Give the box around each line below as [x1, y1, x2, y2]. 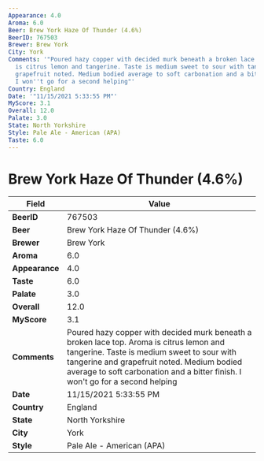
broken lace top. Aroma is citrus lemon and [66, 336, 225, 348]
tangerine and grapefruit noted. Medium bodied [66, 356, 243, 367]
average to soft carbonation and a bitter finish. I [66, 366, 242, 377]
